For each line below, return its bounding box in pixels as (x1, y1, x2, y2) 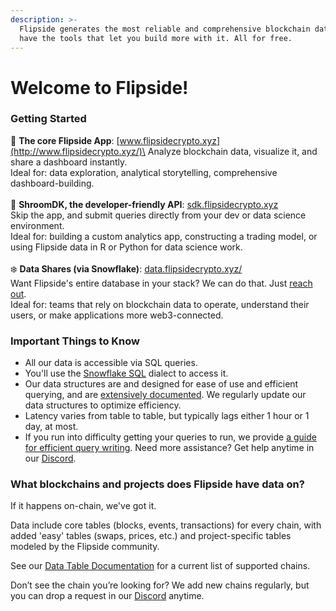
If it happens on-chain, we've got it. (10, 500, 157, 512)
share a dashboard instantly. (10, 156, 128, 168)
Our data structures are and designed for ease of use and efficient (24, 378, 299, 390)
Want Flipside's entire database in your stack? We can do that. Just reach (10, 277, 313, 289)
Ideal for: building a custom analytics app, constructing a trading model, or (10, 230, 318, 242)
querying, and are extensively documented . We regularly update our (24, 389, 307, 401)
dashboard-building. (10, 177, 95, 189)
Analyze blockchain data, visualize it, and (147, 145, 318, 157)
